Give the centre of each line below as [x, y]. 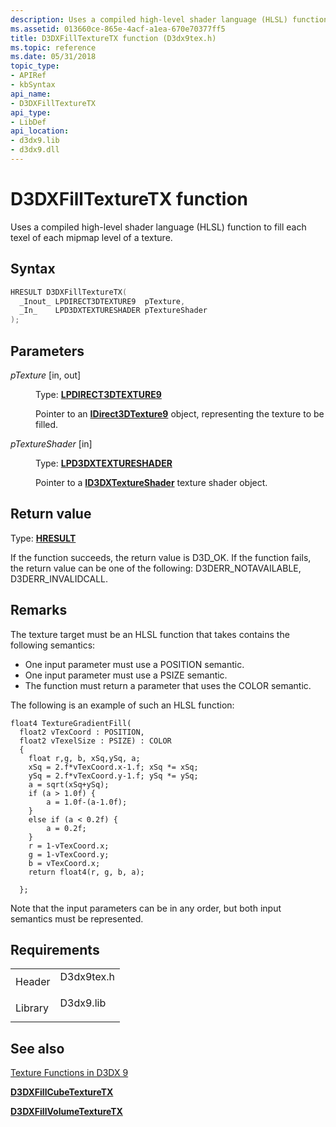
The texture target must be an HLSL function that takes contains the [150, 634]
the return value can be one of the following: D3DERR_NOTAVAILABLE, [156, 568]
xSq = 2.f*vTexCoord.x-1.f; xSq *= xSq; [113, 767]
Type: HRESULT [43, 538]
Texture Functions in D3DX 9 [69, 1073]
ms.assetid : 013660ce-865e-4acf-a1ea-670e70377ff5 [118, 29]
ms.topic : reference [53, 47]
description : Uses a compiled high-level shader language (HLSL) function [169, 19]
